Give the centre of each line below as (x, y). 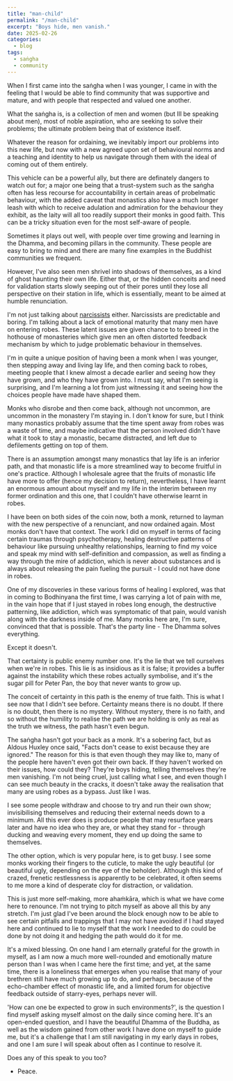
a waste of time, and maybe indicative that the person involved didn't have (114, 430)
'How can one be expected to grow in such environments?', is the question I (116, 1007)
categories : (24, 40)
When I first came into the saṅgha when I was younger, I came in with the (112, 85)
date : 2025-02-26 (32, 33)
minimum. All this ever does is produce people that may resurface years (110, 820)
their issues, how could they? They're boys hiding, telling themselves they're (117, 769)
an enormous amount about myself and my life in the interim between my (112, 488)
